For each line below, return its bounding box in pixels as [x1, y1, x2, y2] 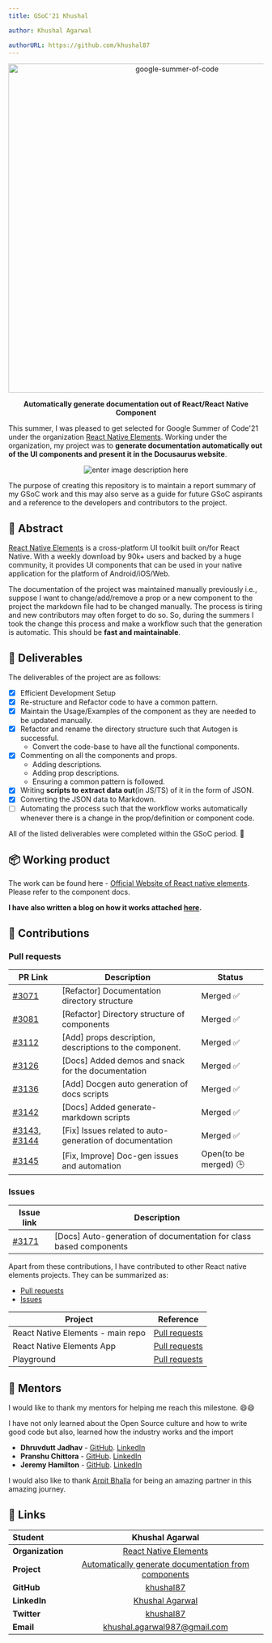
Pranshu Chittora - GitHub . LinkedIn [19, 1451, 142, 1462]
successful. [19, 734, 59, 743]
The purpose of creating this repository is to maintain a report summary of [8, 481, 257, 491]
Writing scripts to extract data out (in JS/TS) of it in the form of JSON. [19, 785, 254, 795]
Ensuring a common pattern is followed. [32, 777, 166, 786]
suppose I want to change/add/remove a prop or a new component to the [8, 593, 253, 603]
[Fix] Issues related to [62, 1125, 145, 1136]
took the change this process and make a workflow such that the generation [8, 619, 263, 628]
